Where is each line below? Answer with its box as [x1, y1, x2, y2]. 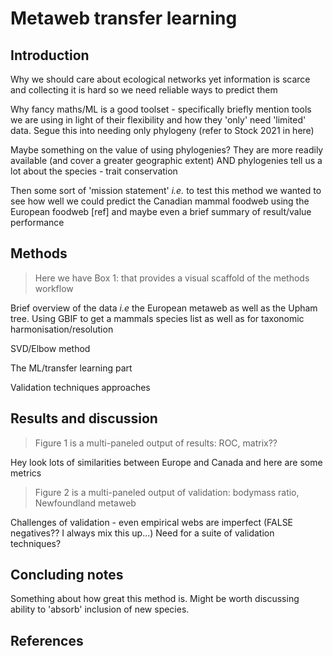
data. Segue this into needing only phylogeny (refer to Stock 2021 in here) [10, 125, 315, 136]
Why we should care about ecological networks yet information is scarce [10, 73, 311, 85]
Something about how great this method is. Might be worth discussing [10, 593, 300, 605]
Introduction [10, 47, 90, 64]
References [10, 632, 84, 649]
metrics [10, 467, 42, 479]
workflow [34, 282, 74, 294]
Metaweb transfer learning [10, 7, 238, 30]
